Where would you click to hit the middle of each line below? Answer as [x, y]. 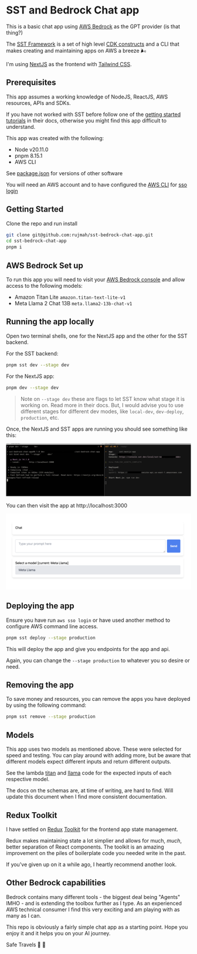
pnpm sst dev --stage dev [38, 365]
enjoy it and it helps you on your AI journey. [58, 933]
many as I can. [24, 915]
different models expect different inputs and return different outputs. [89, 762]
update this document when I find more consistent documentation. [86, 797]
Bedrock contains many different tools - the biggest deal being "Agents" [93, 897]
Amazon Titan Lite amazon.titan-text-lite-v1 [70, 297]
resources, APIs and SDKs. [39, 103]
